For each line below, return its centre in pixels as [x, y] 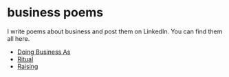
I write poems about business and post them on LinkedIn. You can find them [115, 31]
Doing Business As [44, 52]
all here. [19, 38]
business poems [55, 13]
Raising [28, 66]
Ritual [25, 59]
